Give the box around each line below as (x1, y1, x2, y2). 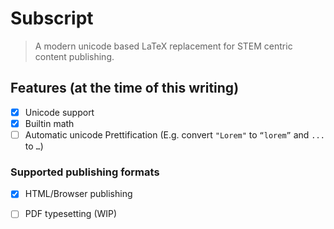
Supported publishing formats (10, 165, 160, 179)
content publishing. (34, 50, 115, 62)
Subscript (10, 7, 94, 30)
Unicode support (24, 106, 95, 118)
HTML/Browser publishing (24, 188, 133, 200)
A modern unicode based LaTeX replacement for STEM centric (34, 40, 293, 52)
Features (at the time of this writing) (10, 80, 240, 97)
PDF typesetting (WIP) (24, 208, 118, 220)
